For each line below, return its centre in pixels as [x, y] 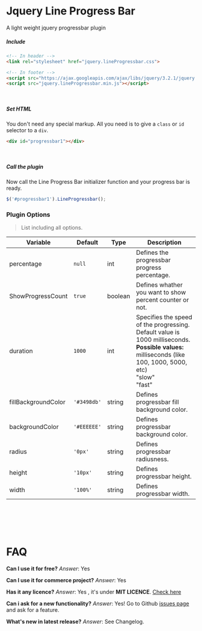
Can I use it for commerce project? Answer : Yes [66, 581]
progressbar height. [164, 477]
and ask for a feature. [33, 610]
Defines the [152, 252]
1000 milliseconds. [163, 340]
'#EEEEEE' [87, 427]
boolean [119, 296]
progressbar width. [163, 494]
